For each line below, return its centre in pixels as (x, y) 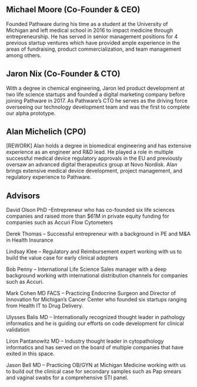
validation (18, 330)
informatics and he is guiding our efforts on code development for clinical (95, 323)
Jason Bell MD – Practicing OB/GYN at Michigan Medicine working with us (96, 365)
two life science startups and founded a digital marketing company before (96, 94)
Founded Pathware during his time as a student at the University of (87, 24)
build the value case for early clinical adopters (62, 258)
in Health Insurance (30, 240)
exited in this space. (30, 354)
